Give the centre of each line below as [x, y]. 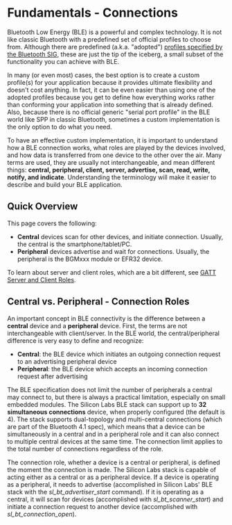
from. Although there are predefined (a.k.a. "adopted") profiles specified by [115, 47]
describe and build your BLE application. [65, 184]
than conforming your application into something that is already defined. [110, 104]
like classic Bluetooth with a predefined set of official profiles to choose [109, 39]
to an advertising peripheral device [67, 361]
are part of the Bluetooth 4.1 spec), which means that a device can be [106, 426]
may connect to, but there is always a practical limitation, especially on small [116, 397]
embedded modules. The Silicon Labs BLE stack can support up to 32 [107, 404]
